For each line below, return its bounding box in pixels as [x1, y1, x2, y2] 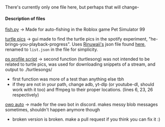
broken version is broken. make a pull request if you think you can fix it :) [12, 116, 161, 123]
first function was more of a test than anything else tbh [12, 76, 124, 82]
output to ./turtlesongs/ [5, 67, 53, 73]
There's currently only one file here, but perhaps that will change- [5, 4, 139, 10]
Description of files [5, 15, 45, 21]
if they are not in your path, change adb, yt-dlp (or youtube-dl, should [12, 82, 154, 87]
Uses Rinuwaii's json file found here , [71, 42, 146, 47]
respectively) [12, 92, 40, 98]
